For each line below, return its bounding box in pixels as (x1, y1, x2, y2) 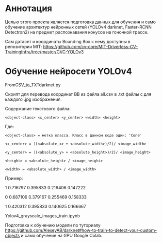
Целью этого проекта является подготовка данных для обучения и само (5, 19, 156, 25)
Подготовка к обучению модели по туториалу (5, 222, 101, 228)
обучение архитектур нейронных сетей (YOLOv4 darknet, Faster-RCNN (5, 24, 152, 30)
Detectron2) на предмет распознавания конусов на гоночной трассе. (5, 29, 149, 35)
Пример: (5, 175, 23, 181)
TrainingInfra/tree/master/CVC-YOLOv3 (5, 49, 84, 55)
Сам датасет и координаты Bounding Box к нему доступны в (5, 38, 130, 44)
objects (5, 232, 20, 238)
